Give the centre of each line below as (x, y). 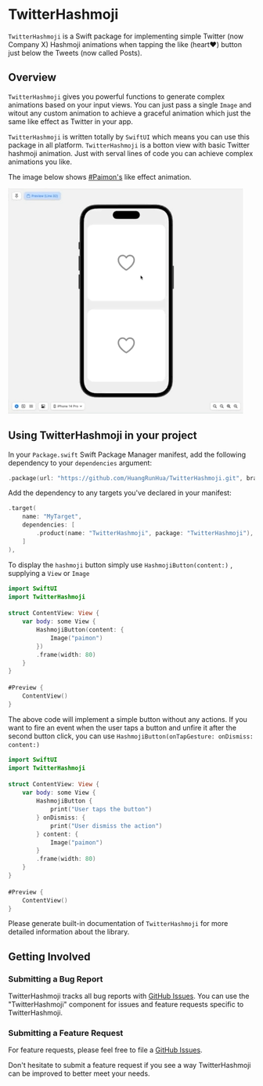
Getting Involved (49, 956)
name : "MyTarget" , (52, 517)
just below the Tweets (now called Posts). (75, 53)
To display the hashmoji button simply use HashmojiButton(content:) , (121, 565)
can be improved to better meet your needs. (79, 1073)
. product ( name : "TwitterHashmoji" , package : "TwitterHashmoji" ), (145, 534)
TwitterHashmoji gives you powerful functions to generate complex (117, 97)
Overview (32, 77)
